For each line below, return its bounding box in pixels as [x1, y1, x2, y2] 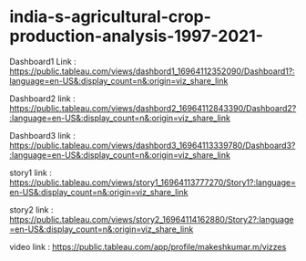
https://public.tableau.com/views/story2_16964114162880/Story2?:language [9, 214, 294, 224]
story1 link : [9, 167, 52, 178]
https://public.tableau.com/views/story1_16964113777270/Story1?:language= [9, 176, 296, 188]
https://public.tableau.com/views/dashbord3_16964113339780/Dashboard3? [9, 140, 296, 151]
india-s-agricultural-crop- [9, 6, 212, 27]
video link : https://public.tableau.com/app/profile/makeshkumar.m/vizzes [9, 241, 287, 252]
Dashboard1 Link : [9, 56, 77, 67]
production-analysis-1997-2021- [9, 26, 264, 47]
